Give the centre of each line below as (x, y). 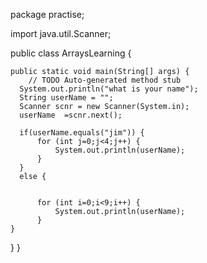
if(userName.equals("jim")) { (82, 133)
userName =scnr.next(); (71, 115)
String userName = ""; (66, 98)
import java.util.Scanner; (61, 33)
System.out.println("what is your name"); (109, 89)
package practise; (47, 14)
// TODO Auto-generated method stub (105, 80)
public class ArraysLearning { (71, 53)
